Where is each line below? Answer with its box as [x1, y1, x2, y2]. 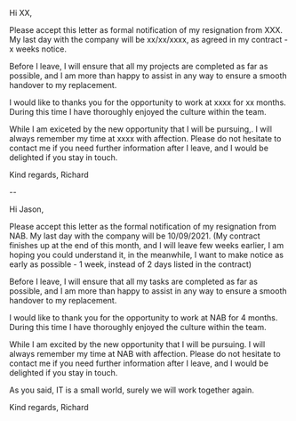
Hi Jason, [9, 204, 44, 215]
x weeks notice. [9, 44, 67, 54]
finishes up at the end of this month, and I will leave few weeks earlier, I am [9, 240, 284, 250]
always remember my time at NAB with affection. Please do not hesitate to [9, 349, 282, 359]
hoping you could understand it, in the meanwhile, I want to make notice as [9, 249, 284, 260]
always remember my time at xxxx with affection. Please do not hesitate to [9, 134, 282, 143]
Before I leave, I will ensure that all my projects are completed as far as [9, 61, 268, 71]
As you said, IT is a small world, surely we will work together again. [9, 385, 255, 395]
